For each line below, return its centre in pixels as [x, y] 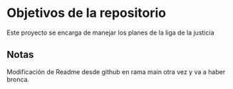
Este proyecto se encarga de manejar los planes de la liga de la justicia [110, 32]
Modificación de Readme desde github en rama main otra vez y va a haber [116, 71]
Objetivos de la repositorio [87, 13]
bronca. [18, 79]
